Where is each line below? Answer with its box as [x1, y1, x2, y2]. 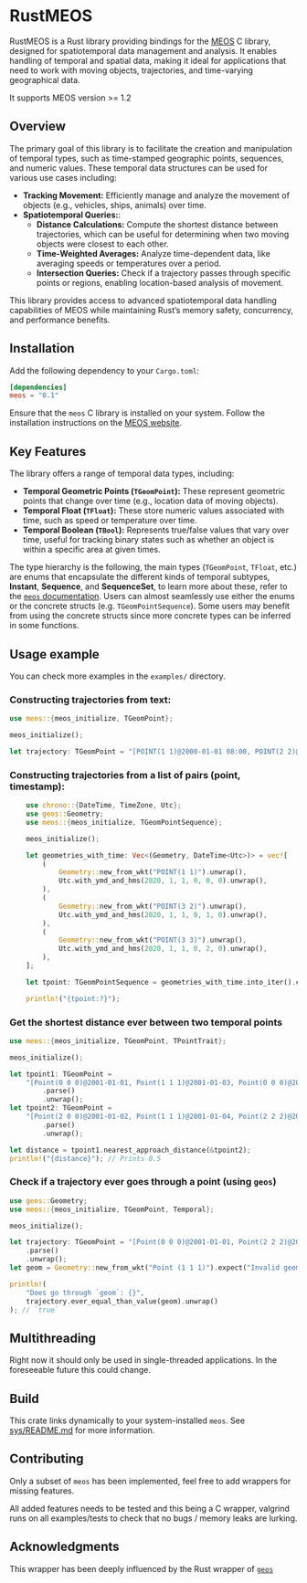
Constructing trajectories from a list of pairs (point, [9, 768, 241, 781]
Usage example [9, 646, 101, 662]
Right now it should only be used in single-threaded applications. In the [9, 1355, 277, 1366]
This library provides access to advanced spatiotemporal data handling [9, 294, 277, 306]
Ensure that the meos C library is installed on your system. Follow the [9, 407, 265, 418]
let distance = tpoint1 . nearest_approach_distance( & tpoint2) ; [9, 1145, 251, 1155]
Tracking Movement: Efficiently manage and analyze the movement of [22, 189, 291, 201]
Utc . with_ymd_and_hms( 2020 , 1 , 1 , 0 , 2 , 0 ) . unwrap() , [58, 945, 268, 954]
